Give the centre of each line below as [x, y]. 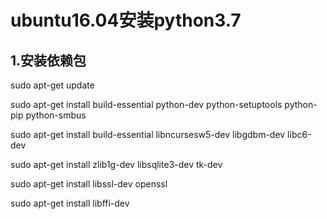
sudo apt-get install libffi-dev [70, 203]
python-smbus [56, 115]
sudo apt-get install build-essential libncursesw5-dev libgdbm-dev [148, 134]
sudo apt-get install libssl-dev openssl [89, 184]
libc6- [299, 134]
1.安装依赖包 [48, 60]
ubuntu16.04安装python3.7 [126, 20]
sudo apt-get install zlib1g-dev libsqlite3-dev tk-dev [116, 164]
